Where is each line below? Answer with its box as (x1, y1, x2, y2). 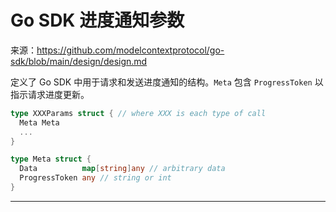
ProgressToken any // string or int (19, 173, 172, 183)
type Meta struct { (10, 154, 92, 165)
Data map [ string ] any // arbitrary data (19, 164, 226, 174)
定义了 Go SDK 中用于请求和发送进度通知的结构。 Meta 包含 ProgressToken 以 (10, 76, 324, 88)
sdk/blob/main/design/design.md (10, 55, 148, 67)
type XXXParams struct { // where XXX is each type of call (10, 108, 267, 118)
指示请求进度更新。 (10, 88, 90, 100)
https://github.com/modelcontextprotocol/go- (36, 44, 225, 56)
